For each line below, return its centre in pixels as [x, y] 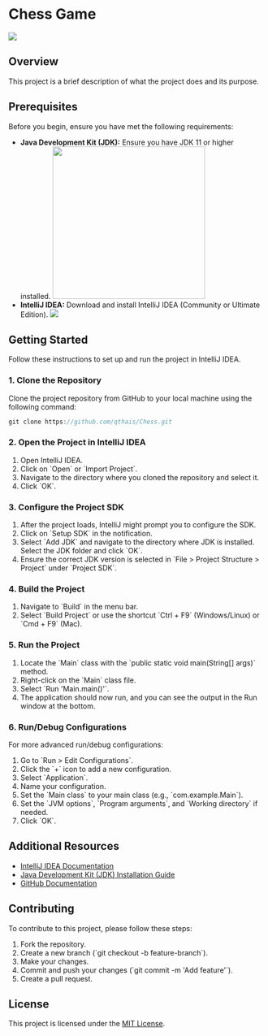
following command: [43, 406]
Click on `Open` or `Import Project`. [79, 469]
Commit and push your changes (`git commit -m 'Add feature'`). [126, 970]
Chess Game [52, 14]
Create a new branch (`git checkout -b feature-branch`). [114, 952]
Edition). [34, 314]
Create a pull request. [56, 978]
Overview [34, 62]
